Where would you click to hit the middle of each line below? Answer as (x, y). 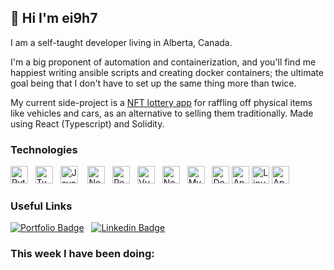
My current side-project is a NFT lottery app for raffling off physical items (161, 102)
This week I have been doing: (82, 254)
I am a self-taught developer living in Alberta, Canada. (121, 42)
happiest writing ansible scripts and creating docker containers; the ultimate (167, 72)
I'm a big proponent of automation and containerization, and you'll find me (163, 62)
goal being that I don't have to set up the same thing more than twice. (153, 83)
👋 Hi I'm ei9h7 (54, 18)
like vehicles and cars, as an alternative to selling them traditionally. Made (162, 113)
